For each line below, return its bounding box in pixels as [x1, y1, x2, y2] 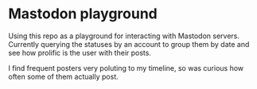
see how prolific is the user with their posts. [8, 48, 151, 57]
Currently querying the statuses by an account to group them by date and [8, 39, 250, 48]
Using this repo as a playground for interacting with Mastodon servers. [8, 31, 240, 41]
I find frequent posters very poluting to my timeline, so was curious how [8, 63, 244, 72]
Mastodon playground [8, 5, 158, 23]
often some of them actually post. [8, 72, 119, 81]
